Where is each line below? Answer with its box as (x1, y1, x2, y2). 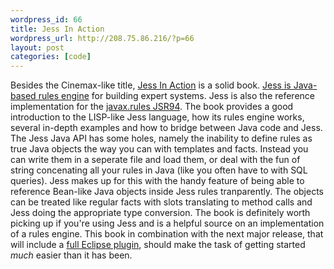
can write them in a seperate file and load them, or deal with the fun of (10, 154, 301, 166)
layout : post (10, 42, 65, 53)
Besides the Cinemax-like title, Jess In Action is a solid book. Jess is (10, 79, 292, 91)
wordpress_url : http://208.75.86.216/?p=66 (10, 33, 195, 43)
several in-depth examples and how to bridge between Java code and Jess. (10, 122, 323, 134)
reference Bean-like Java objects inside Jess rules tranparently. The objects (10, 186, 324, 198)
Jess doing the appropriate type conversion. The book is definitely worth (10, 207, 311, 219)
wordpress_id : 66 (10, 14, 83, 25)
